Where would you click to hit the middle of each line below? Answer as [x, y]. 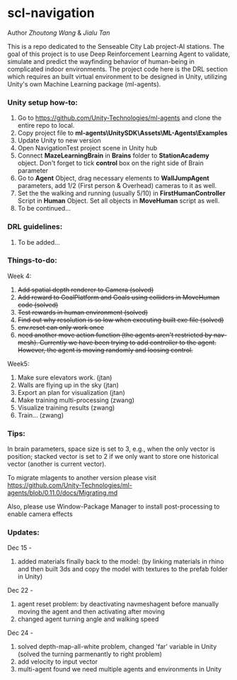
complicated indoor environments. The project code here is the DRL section [118, 69]
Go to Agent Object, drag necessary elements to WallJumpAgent [114, 178]
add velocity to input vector [57, 662]
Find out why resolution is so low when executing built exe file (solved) [121, 320]
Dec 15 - [19, 548]
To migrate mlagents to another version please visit [82, 478]
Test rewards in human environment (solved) [83, 312]
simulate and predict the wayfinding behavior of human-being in [101, 61]
